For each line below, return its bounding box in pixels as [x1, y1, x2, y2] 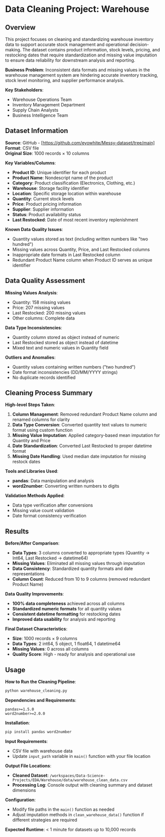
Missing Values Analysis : [5, 289, 58, 295]
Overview [5, 23, 36, 32]
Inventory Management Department [12, 102, 85, 107]
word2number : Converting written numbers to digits [12, 483, 120, 489]
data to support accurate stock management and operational [5, 42, 129, 47]
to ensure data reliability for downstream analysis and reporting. [5, 57, 135, 63]
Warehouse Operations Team [12, 96, 72, 102]
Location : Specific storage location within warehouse [12, 190, 122, 196]
